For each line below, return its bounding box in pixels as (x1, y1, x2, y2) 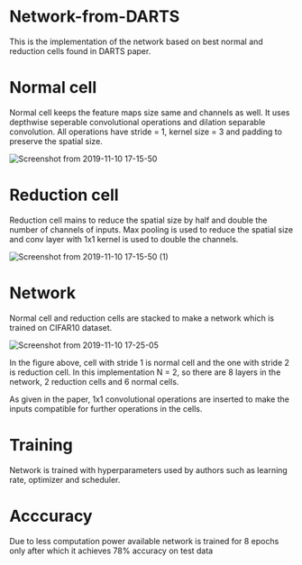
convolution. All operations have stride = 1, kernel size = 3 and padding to (9, 126, 282, 137)
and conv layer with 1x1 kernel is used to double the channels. (9, 233, 239, 244)
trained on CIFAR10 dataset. (9, 322, 113, 333)
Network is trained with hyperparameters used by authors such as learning (9, 464, 288, 475)
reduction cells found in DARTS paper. (9, 45, 151, 56)
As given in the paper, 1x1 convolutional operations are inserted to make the (9, 394, 290, 405)
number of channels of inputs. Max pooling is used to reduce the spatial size (9, 223, 294, 235)
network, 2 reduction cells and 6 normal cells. (9, 376, 179, 387)
